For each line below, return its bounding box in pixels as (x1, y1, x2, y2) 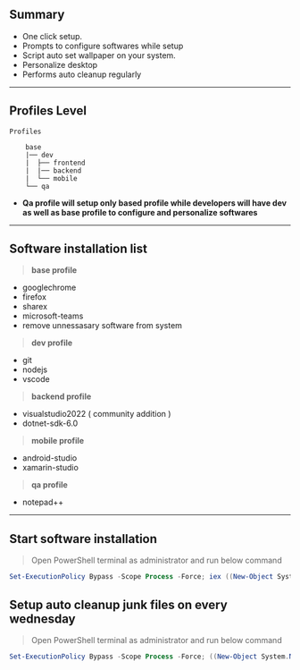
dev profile (30, 337, 73, 348)
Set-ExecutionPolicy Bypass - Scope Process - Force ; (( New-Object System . (9, 652, 290, 661)
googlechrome (21, 282, 77, 293)
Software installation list (9, 242, 148, 257)
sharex (21, 301, 47, 312)
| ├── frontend (25, 158, 87, 167)
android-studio (21, 453, 78, 463)
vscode (21, 374, 51, 385)
